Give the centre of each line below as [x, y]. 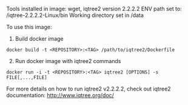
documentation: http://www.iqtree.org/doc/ [60, 95]
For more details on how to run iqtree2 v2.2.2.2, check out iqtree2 [89, 89]
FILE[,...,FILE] [27, 78]
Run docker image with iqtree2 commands [68, 61]
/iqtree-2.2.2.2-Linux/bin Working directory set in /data [75, 15]
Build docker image [39, 39]
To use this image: [29, 27]
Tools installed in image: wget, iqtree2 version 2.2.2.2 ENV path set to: [94, 9]
